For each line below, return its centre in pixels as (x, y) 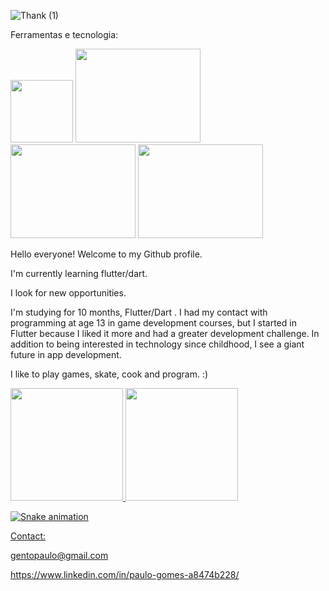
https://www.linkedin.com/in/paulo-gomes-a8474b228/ (125, 574)
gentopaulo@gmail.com (59, 555)
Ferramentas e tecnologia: (64, 34)
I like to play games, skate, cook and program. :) (109, 374)
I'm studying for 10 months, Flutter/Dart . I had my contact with (139, 312)
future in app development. (66, 354)
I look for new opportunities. (68, 293)
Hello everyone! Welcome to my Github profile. (106, 254)
